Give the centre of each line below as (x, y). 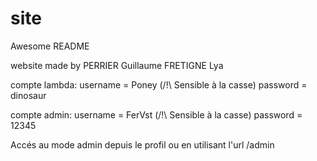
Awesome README (50, 46)
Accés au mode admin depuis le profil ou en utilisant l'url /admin (142, 144)
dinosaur (28, 95)
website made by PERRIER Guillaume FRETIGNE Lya (117, 65)
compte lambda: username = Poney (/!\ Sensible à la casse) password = (159, 84)
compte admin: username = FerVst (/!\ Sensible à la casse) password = (156, 114)
